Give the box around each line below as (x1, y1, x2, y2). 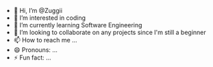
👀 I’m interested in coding (13, 14, 86, 22)
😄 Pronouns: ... (13, 46, 58, 54)
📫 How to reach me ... (13, 36, 77, 44)
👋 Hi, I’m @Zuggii (13, 7, 63, 14)
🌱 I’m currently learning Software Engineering (13, 21, 142, 29)
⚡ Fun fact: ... (13, 53, 51, 62)
